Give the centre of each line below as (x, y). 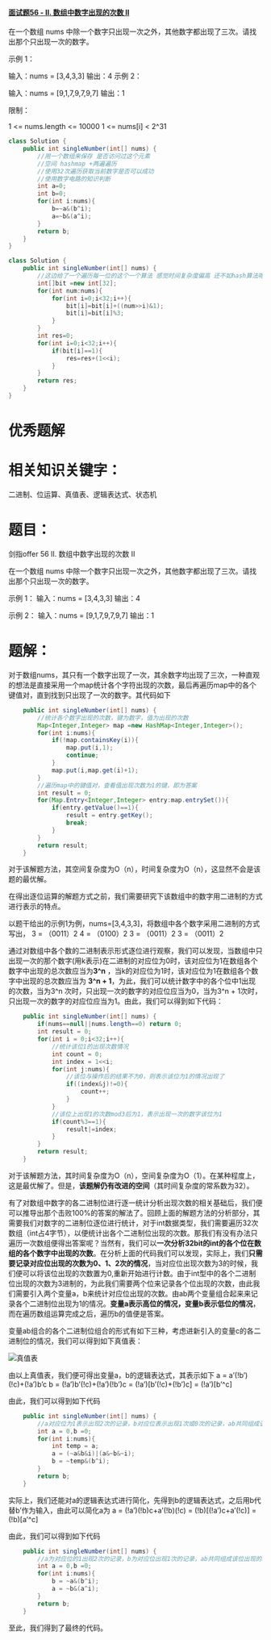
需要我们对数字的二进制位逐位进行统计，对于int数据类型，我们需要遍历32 (130, 1223)
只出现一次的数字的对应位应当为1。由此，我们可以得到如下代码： (116, 1001)
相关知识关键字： (65, 471)
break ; (77, 823)
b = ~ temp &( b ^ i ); (81, 1461)
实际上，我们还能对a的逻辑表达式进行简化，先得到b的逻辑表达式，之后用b (131, 1500)
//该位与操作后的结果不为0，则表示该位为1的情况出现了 (145, 1077)
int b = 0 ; (52, 194)
